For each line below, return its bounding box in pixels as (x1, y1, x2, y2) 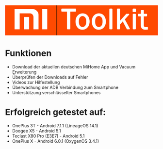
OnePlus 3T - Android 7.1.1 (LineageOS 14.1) (12, 122, 98, 129)
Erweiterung (12, 69, 37, 75)
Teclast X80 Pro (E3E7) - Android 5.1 (12, 133, 85, 139)
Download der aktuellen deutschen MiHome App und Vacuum (12, 64, 136, 70)
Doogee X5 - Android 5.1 (12, 128, 61, 133)
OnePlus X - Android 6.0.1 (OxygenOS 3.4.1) (12, 138, 99, 144)
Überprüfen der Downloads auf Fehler (12, 74, 88, 80)
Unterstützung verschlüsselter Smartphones (12, 90, 101, 96)
